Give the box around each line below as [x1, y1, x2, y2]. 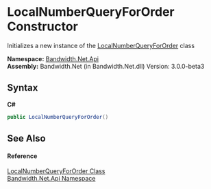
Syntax [7, 82, 38, 93]
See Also [7, 133, 46, 144]
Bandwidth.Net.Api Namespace [7, 175, 96, 183]
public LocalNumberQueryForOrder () [7, 113, 109, 120]
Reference [7, 152, 38, 160]
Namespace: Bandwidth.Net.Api [7, 54, 99, 63]
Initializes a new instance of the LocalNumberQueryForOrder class [7, 41, 195, 49]
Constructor [7, 19, 79, 34]
